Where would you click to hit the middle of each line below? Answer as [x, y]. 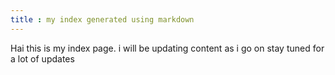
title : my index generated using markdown [102, 19]
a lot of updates [42, 58]
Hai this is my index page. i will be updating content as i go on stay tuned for [167, 48]
